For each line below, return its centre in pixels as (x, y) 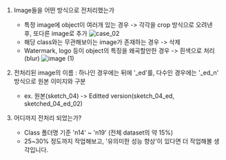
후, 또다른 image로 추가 (55, 33)
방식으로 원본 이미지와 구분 (50, 81)
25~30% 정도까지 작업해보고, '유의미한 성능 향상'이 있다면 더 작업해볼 (118, 141)
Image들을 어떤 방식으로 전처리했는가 (64, 10)
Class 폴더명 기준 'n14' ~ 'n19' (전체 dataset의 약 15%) (99, 132)
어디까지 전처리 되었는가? (48, 118)
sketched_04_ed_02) (53, 103)
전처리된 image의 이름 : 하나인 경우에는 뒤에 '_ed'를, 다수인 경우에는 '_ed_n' (116, 72)
